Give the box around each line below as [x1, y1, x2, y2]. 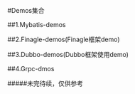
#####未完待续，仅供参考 [7, 79, 84, 88]
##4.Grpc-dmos [7, 65, 55, 73]
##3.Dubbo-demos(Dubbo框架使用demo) [7, 51, 129, 58]
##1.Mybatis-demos [7, 21, 66, 28]
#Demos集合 [7, 6, 45, 14]
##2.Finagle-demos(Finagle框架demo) [7, 35, 120, 43]
